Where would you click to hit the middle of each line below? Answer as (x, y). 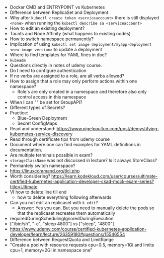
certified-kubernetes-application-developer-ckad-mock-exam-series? (82, 181)
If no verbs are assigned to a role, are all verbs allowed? (67, 76)
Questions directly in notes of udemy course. (56, 65)
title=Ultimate (24, 187)
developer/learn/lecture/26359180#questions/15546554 (67, 234)
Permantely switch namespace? (42, 166)
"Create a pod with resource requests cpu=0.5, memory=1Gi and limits (82, 245)
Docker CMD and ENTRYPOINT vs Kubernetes (57, 7)
